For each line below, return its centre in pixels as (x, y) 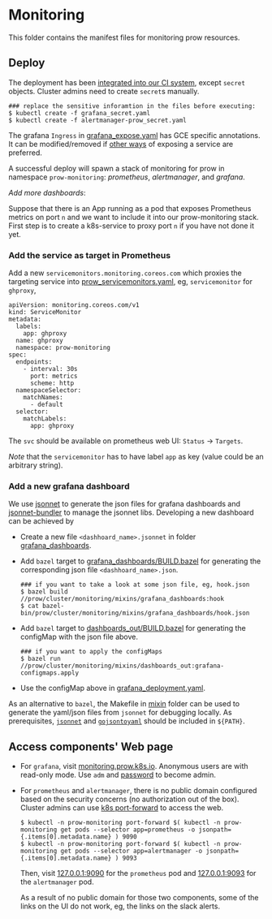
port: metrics (54, 376)
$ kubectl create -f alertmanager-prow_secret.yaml (97, 120)
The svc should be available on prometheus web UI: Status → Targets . (126, 441)
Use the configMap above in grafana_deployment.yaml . (112, 688)
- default (46, 405)
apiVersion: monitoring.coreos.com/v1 (74, 305)
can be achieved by (41, 521)
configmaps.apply (50, 673)
